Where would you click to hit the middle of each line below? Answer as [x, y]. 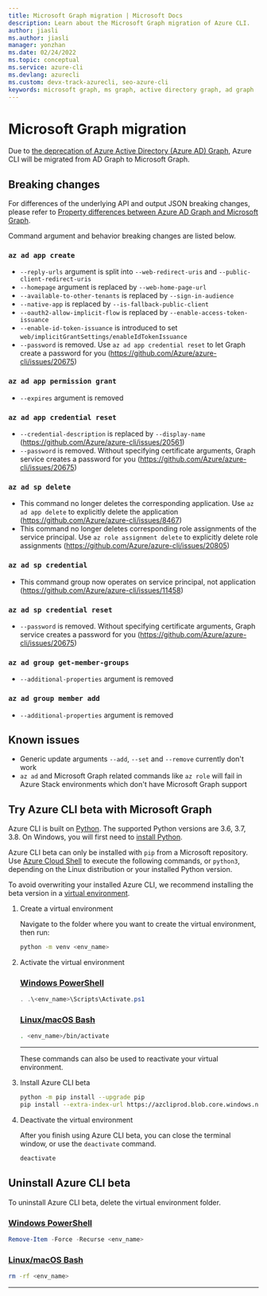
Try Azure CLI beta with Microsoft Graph [110, 810]
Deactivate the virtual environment [76, 1120]
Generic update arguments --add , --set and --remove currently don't [132, 759]
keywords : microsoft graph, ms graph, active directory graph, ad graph [131, 90]
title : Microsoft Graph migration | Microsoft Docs [95, 16]
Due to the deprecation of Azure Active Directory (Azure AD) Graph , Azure [130, 151]
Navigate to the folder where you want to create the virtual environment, [138, 924]
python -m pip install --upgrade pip [82, 1098]
